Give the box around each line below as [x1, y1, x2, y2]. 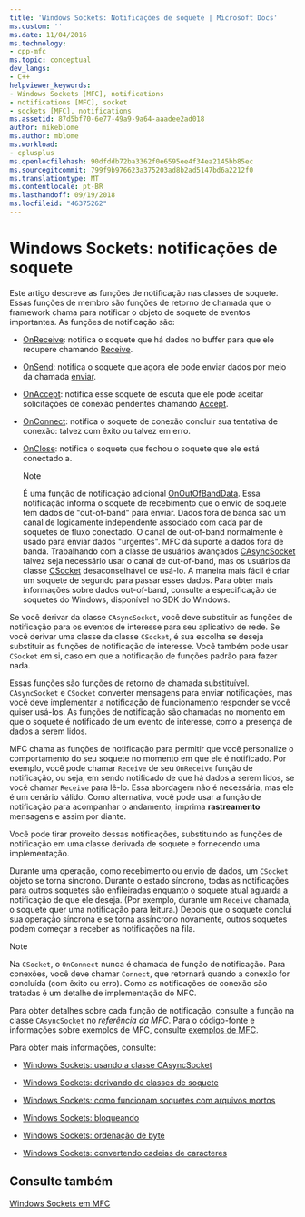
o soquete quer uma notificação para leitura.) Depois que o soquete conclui [9, 904, 292, 915]
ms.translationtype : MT [9, 173, 100, 183]
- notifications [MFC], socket [9, 97, 128, 107]
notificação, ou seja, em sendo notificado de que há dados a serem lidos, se [9, 772, 295, 783]
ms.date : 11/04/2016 [9, 30, 88, 39]
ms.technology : [9, 38, 67, 48]
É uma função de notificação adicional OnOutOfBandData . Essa [22, 488, 261, 499]
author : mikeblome [9, 124, 79, 133]
